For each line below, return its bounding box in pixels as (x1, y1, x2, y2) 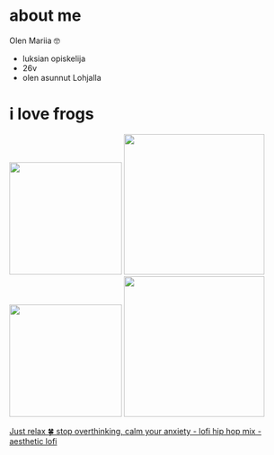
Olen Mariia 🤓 (9, 35, 60, 46)
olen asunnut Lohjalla (22, 72, 102, 83)
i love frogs (9, 104, 94, 124)
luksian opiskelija (22, 53, 86, 64)
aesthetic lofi (9, 435, 57, 446)
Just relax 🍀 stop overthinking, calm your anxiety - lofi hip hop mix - (9, 425, 262, 436)
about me (9, 5, 82, 26)
